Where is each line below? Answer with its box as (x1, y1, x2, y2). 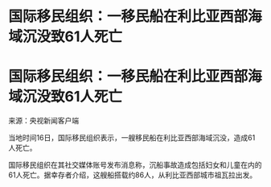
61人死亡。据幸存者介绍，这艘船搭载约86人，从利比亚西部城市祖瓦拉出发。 (8, 170, 257, 180)
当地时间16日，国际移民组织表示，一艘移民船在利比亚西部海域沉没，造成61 (8, 133, 256, 143)
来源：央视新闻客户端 (8, 116, 79, 126)
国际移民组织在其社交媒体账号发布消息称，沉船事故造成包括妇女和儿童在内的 (8, 160, 262, 170)
